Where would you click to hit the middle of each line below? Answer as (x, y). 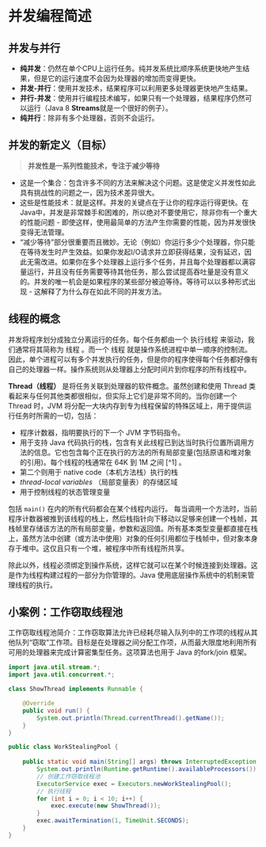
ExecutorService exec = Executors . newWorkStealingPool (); (134, 784)
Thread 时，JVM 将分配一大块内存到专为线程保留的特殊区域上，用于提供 (127, 405)
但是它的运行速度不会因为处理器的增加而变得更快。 (117, 78)
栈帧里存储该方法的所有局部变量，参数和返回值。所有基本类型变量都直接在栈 (133, 528)
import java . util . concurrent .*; (61, 675)
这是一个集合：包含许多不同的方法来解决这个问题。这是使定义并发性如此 (137, 182)
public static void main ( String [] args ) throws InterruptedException (140, 762)
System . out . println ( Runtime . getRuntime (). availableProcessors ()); (148, 769)
